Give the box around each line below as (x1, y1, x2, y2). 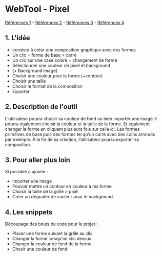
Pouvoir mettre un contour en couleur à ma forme (12, 184, 112, 189)
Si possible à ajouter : (5, 169, 49, 175)
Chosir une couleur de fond (12, 246, 67, 252)
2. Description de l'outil (5, 103, 78, 111)
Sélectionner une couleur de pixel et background (12, 62, 111, 68)
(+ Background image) (12, 68, 58, 73)
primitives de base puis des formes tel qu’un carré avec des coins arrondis (5, 131, 155, 137)
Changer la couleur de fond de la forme (12, 241, 92, 247)
